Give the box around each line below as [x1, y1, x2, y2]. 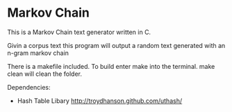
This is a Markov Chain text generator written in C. [7, 28, 151, 36]
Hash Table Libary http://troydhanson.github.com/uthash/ [17, 96, 183, 105]
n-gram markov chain [7, 49, 69, 57]
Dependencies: [7, 83, 51, 91]
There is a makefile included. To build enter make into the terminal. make [7, 62, 215, 70]
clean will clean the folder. [7, 70, 82, 78]
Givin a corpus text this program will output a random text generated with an [7, 41, 226, 49]
